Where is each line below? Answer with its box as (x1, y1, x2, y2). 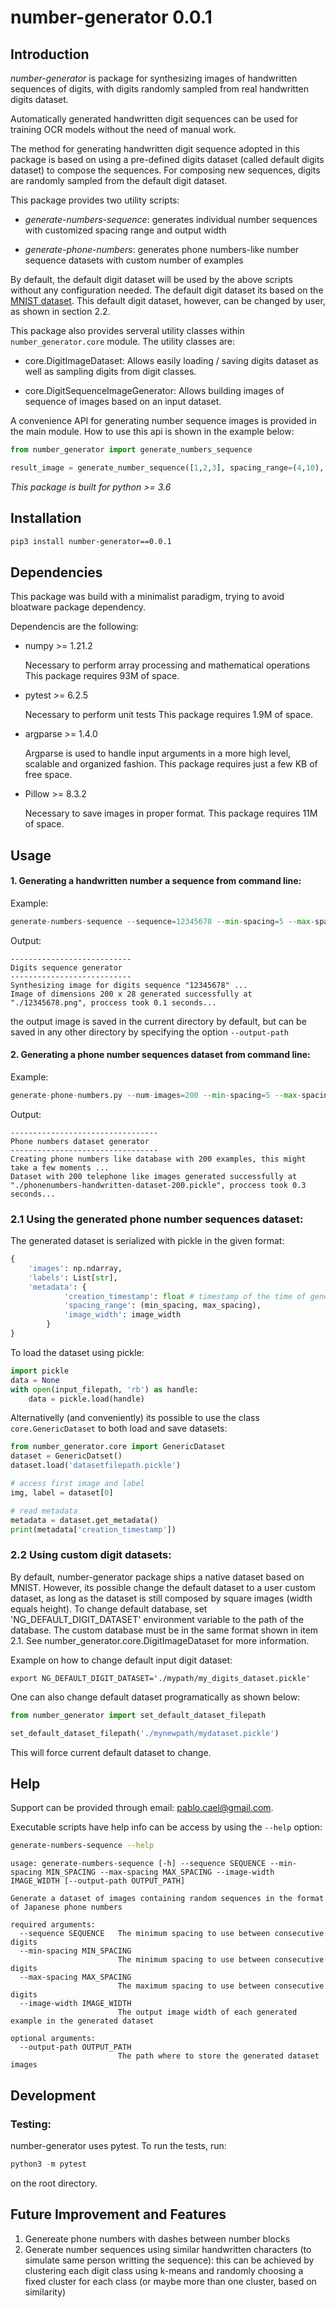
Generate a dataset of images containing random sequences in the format (10, 1894, 325, 1904)
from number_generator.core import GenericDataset (10, 1442, 226, 1452)
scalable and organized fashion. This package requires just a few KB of (24, 758, 318, 770)
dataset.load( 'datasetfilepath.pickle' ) (10, 1461, 182, 1471)
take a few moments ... (10, 1162, 110, 1173)
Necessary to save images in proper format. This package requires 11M (24, 807, 318, 820)
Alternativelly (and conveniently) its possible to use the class (10, 1412, 260, 1424)
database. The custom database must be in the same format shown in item (10, 1624, 319, 1636)
